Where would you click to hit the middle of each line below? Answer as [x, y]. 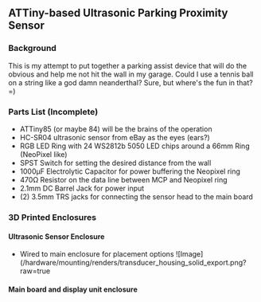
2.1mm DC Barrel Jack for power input [82, 188]
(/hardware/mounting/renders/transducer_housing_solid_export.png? [133, 263]
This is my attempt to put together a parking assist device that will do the [128, 65]
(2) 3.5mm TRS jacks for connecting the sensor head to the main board [136, 196]
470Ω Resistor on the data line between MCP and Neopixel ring [124, 179]
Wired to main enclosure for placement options [97, 254]
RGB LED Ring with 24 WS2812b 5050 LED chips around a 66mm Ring [134, 146]
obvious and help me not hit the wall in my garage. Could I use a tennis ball [131, 74]
